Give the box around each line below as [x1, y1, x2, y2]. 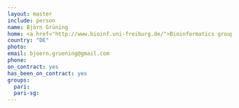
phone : [7, 57, 27, 64]
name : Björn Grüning [7, 23, 69, 31]
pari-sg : [14, 90, 40, 97]
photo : [7, 43, 27, 50]
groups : [7, 76, 31, 84]
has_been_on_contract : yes [7, 70, 87, 77]
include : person [7, 17, 55, 24]
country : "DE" [7, 37, 50, 44]
